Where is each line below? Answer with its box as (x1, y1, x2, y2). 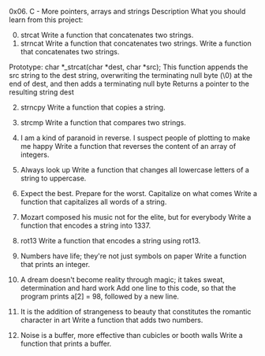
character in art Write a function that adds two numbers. (20, 315, 203, 324)
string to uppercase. (20, 173, 87, 183)
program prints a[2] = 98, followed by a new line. (20, 291, 180, 301)
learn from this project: (9, 15, 84, 24)
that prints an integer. (20, 260, 90, 269)
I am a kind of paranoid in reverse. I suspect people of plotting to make (20, 133, 251, 143)
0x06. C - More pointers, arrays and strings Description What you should (9, 7, 246, 16)
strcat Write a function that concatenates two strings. (20, 31, 194, 39)
